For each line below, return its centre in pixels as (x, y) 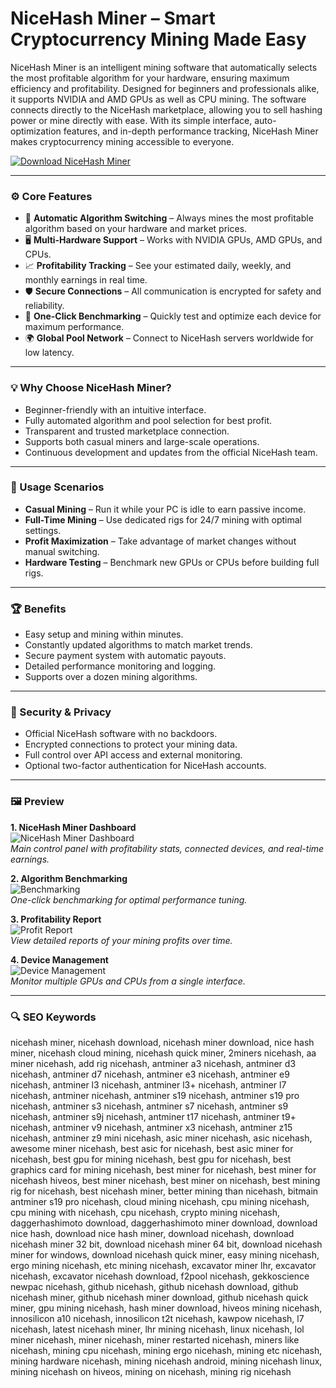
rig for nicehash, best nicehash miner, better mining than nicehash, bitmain (164, 1191)
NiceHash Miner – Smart (113, 18)
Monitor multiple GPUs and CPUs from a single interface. (128, 981)
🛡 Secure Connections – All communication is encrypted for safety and (173, 291)
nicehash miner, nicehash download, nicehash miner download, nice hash (162, 1043)
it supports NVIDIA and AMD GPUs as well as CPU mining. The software (158, 99)
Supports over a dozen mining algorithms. (111, 677)
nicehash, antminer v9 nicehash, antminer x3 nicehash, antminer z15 (151, 1128)
